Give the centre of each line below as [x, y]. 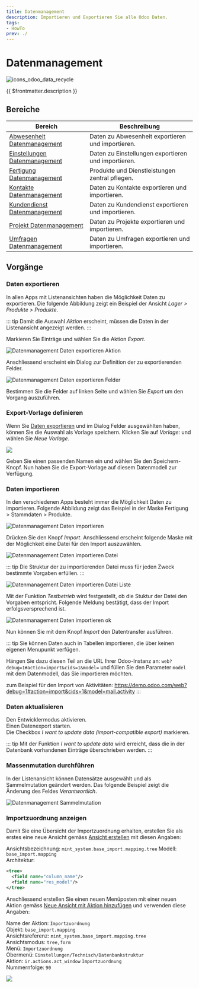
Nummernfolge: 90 [29, 967]
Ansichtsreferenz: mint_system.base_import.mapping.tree [76, 936]
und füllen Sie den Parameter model [143, 668]
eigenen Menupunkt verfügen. [43, 650]
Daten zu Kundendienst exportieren [139, 204]
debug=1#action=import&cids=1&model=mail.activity [70, 691]
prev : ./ [17, 34]
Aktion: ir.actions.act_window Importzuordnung [64, 961]
